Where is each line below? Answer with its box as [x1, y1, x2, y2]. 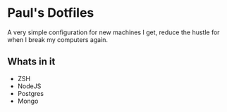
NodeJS [17, 82, 42, 90]
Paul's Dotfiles [7, 5, 94, 21]
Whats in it [7, 56, 56, 68]
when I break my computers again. [7, 35, 108, 43]
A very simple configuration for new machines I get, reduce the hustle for [7, 28, 220, 36]
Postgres [17, 89, 44, 97]
